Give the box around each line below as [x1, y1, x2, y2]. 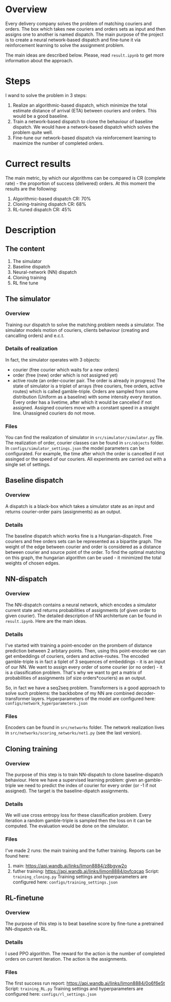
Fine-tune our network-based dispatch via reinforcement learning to [12, 134, 157, 141]
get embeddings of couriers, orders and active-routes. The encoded [5, 653, 149, 659]
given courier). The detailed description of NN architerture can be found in [5, 613, 162, 619]
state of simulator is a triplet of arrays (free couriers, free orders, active [12, 383, 163, 389]
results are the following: [5, 185, 58, 192]
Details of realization [5, 345, 58, 352]
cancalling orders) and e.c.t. [5, 332, 65, 338]
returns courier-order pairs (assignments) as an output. [5, 508, 121, 515]
